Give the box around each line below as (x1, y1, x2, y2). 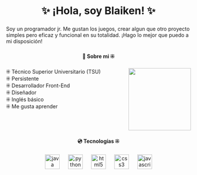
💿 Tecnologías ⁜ (77, 138, 120, 145)
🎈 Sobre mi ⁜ (82, 53, 115, 60)
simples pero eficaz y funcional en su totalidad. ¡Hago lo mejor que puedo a (6, 32, 189, 39)
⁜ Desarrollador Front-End (6, 82, 70, 89)
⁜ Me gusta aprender (6, 102, 58, 109)
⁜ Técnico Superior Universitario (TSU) (6, 68, 101, 75)
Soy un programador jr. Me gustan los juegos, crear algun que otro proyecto (6, 25, 190, 33)
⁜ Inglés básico (6, 95, 44, 103)
